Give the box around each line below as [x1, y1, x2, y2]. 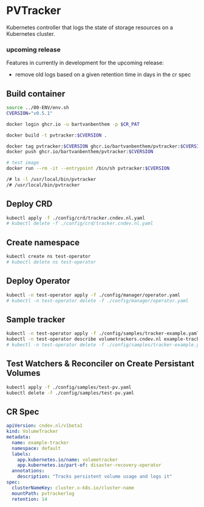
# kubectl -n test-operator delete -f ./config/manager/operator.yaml [6, 298, 189, 304]
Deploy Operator [6, 276, 71, 286]
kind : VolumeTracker [6, 429, 59, 435]
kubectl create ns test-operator [6, 253, 91, 260]
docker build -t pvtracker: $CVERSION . [6, 132, 107, 138]
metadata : [6, 434, 32, 440]
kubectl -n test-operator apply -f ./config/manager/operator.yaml [6, 292, 181, 298]
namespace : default [12, 445, 61, 451]
